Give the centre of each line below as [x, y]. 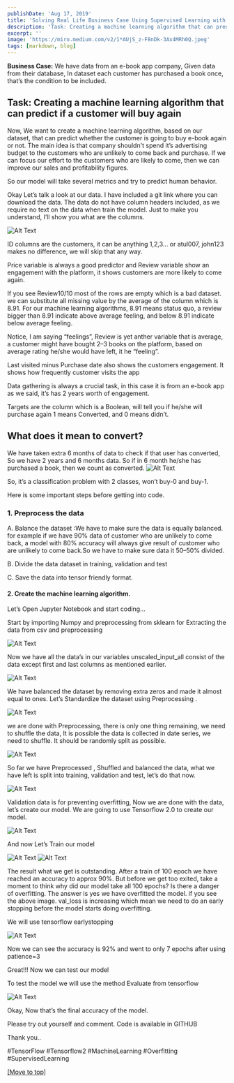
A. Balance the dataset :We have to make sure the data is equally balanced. [115, 528]
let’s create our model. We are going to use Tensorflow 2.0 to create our [110, 810]
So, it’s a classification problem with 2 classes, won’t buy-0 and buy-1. [108, 481]
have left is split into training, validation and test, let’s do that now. [102, 775]
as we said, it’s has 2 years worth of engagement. [78, 393]
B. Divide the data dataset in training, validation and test [87, 563]
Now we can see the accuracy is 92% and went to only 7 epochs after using [117, 949]
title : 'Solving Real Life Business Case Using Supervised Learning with [117, 20]
